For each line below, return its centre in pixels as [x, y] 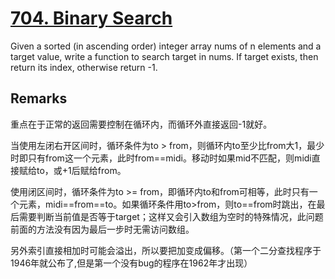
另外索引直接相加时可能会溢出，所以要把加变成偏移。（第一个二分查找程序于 [166, 250]
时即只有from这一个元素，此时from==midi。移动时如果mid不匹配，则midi [161, 158]
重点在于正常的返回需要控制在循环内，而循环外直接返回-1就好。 [141, 124]
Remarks [39, 98]
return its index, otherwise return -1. [84, 67]
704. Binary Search [91, 18]
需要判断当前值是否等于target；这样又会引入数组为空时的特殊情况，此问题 [171, 216]
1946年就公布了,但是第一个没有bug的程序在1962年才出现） [131, 263]
